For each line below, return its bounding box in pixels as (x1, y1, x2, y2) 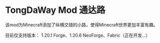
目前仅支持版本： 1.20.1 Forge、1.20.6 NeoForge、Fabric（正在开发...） (5, 32, 151, 38)
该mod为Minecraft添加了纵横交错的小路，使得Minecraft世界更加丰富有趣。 (5, 22, 158, 28)
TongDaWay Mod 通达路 (5, 4, 106, 16)
